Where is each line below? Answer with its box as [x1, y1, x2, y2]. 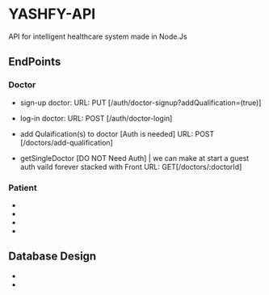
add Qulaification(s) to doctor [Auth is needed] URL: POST [19, 129, 215, 138]
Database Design [8, 250, 97, 263]
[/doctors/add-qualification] [19, 137, 113, 147]
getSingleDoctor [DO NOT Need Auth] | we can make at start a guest [19, 153, 250, 162]
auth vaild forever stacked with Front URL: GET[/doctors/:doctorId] [19, 162, 242, 171]
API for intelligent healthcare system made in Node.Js [8, 32, 187, 41]
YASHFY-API [8, 5, 96, 23]
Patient [8, 182, 38, 193]
